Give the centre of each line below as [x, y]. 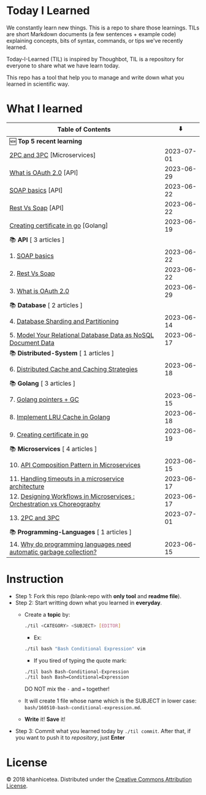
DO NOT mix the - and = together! [67, 689]
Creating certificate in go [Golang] [59, 226]
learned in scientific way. [38, 84]
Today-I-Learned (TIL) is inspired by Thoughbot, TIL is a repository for [95, 59]
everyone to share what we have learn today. [63, 66]
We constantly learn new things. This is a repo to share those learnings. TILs [103, 28]
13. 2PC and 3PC [35, 517]
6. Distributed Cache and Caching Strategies [74, 369]
